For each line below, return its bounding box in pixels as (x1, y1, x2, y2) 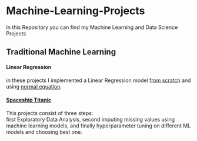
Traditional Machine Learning (6, 47, 116, 57)
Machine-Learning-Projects (6, 4, 145, 18)
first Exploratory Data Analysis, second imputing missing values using (6, 116, 175, 123)
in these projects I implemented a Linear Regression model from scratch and (6, 77, 191, 84)
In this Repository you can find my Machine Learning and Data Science (6, 24, 178, 31)
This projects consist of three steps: (6, 109, 94, 116)
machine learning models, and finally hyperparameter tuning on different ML (6, 122, 191, 129)
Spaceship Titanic (6, 96, 52, 104)
